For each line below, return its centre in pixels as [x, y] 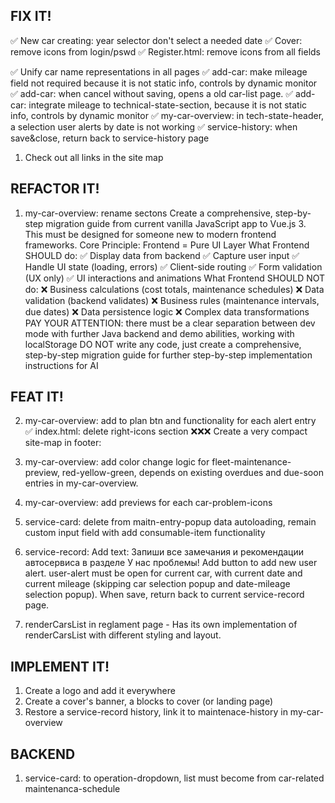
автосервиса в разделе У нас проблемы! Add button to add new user [171, 563]
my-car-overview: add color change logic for [117, 462]
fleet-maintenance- [251, 462]
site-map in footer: [63, 443]
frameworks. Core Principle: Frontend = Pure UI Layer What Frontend [167, 245]
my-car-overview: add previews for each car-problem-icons [148, 503]
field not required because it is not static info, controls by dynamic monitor [164, 83]
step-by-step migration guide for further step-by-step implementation [168, 355]
